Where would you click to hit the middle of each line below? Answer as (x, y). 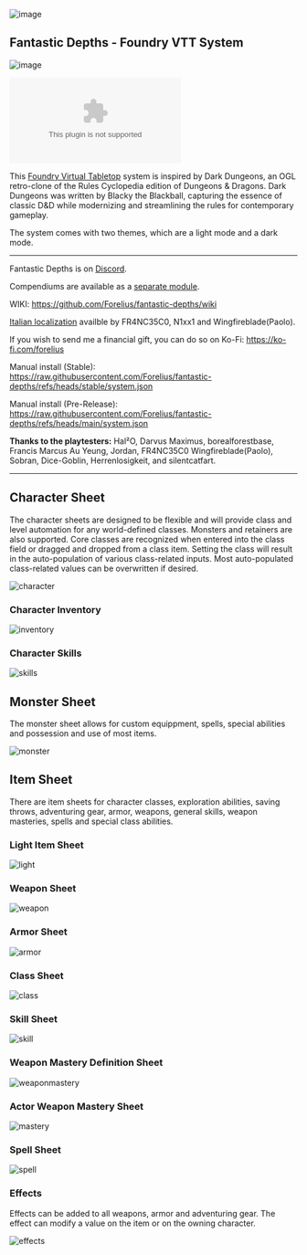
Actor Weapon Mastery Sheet (77, 1106)
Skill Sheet (33, 1018)
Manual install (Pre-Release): (64, 404)
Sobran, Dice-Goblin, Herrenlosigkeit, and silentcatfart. (113, 460)
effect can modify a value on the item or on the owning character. (132, 1223)
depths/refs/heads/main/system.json (79, 423)
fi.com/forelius (37, 349)
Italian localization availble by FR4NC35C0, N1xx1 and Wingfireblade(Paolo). (153, 322)
